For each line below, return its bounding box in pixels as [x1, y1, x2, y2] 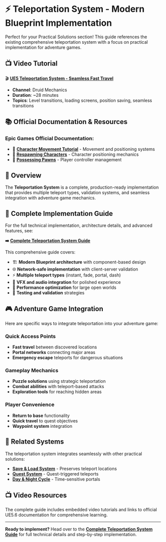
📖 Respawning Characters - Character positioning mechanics [12, 151, 139, 157]
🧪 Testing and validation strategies [12, 290, 85, 296]
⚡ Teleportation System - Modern [5, 3, 145, 15]
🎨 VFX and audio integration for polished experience [12, 279, 121, 285]
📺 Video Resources [5, 491, 67, 499]
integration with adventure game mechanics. [5, 195, 96, 201]
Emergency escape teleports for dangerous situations [12, 355, 123, 361]
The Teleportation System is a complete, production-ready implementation [5, 184, 159, 191]
